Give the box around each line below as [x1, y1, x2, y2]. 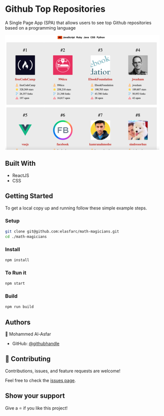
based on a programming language [5, 25, 76, 30]
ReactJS [12, 172, 29, 178]
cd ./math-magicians [5, 234, 47, 239]
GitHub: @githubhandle [12, 341, 60, 346]
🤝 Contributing [5, 355, 51, 363]
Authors [5, 318, 31, 327]
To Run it [5, 269, 26, 276]
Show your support [5, 392, 65, 400]
